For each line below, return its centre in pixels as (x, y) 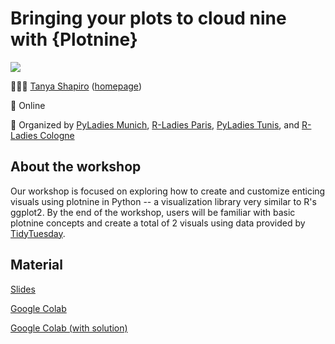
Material (36, 265)
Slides (23, 289)
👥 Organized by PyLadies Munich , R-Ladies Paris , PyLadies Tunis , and (155, 124)
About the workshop (76, 167)
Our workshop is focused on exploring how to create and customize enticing (168, 191)
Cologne (57, 135)
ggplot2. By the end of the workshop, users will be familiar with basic (153, 212)
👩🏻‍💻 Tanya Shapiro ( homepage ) (76, 86)
